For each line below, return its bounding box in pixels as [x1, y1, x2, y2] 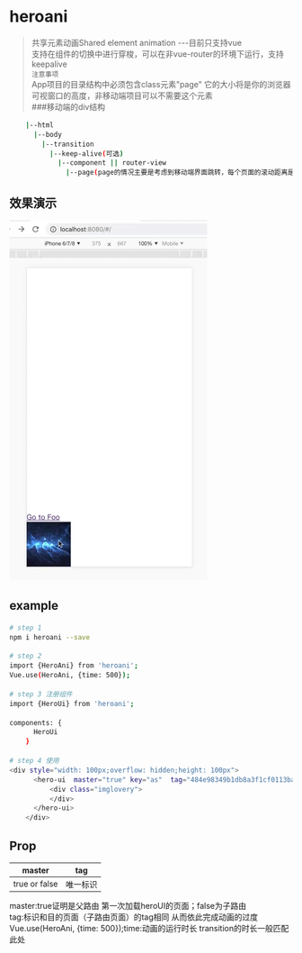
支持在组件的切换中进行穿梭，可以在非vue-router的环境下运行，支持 [31, 48, 285, 59]
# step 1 [9, 623, 42, 632]
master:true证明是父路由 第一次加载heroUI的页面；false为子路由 [9, 901, 247, 912]
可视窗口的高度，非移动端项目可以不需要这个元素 [31, 90, 213, 101]
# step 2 [9, 651, 42, 661]
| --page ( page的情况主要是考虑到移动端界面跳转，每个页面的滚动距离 [66, 168, 289, 177]
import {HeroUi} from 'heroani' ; [9, 699, 135, 708]
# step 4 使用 [9, 757, 60, 766]
